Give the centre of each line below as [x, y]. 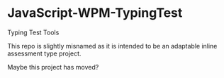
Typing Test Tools [33, 32]
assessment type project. [44, 53]
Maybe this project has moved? [53, 67]
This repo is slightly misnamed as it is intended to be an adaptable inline [112, 46]
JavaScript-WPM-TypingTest [95, 13]
